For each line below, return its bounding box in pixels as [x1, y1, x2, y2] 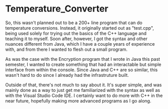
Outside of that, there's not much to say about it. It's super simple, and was [5, 81, 162, 88]
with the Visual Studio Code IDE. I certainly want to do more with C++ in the [5, 92, 163, 98]
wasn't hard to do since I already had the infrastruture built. [5, 72, 129, 78]
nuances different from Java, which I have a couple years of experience [5, 41, 155, 47]
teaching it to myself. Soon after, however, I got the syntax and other [5, 36, 148, 42]
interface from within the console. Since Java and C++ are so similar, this [5, 66, 158, 73]
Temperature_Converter [5, 3, 109, 15]
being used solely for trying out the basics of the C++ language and [5, 30, 147, 36]
